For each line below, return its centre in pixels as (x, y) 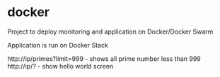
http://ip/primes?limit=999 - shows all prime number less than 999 (104, 58)
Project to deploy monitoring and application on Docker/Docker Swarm (110, 31)
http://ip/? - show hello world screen (60, 66)
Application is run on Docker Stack (58, 45)
